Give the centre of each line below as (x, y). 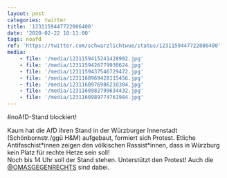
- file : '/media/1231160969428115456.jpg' (82, 78)
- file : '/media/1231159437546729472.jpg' (82, 71)
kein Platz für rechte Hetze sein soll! (58, 152)
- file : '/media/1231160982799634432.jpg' (82, 91)
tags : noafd (24, 39)
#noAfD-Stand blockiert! (42, 117)
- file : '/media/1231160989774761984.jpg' (82, 98)
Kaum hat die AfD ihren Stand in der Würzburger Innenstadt (92, 130)
